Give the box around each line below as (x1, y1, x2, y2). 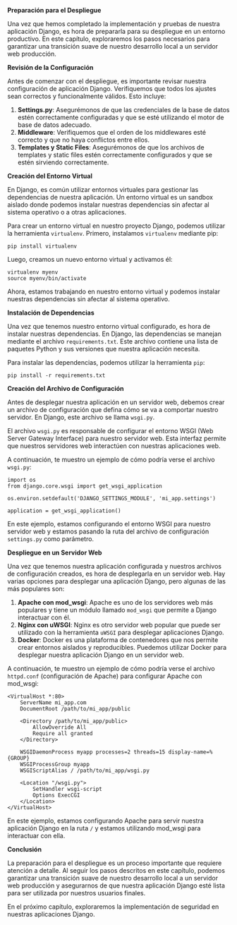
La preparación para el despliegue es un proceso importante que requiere (7, 859, 222, 867)
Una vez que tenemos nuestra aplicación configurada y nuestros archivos (7, 562, 222, 570)
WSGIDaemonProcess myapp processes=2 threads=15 (20, 749, 166, 756)
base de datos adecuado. (17, 121, 92, 129)
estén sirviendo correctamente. (17, 158, 109, 167)
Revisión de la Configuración (7, 64, 94, 71)
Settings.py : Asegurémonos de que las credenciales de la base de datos (17, 106, 230, 114)
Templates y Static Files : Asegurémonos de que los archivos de (17, 143, 205, 151)
